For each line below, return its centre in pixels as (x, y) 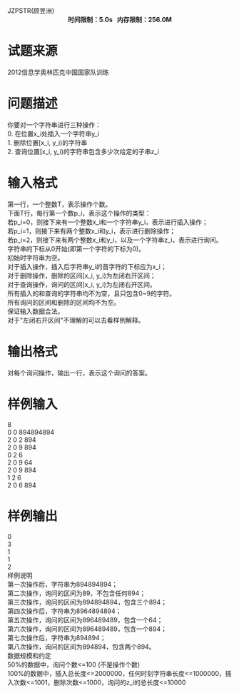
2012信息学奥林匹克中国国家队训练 (58, 72)
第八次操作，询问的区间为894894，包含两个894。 (81, 647)
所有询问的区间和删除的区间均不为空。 (63, 302)
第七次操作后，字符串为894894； (57, 637)
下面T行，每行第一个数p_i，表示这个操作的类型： (79, 213)
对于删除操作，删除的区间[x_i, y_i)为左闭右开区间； (82, 275)
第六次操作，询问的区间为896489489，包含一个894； (87, 629)
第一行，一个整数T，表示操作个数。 (60, 204)
